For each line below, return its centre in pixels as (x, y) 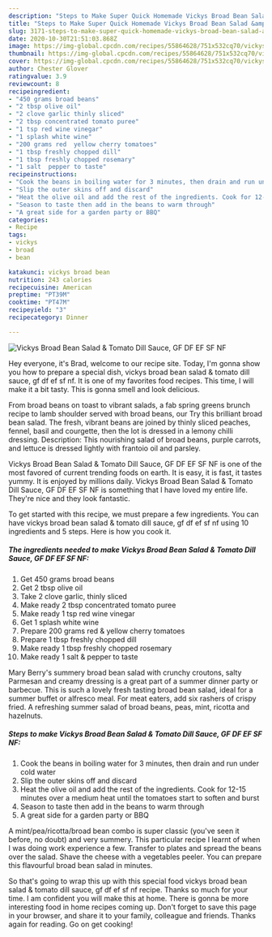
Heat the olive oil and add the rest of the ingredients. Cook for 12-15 (133, 789)
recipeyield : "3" (38, 310)
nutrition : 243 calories (50, 280)
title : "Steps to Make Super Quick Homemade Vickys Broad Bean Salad (128, 24)
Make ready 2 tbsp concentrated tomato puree (98, 605)
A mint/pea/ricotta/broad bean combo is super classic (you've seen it (124, 831)
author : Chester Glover (49, 69)
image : (19, 46)
